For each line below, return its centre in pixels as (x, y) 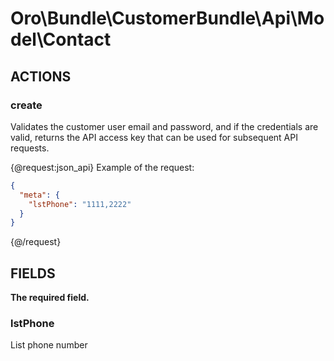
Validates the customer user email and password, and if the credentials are (164, 126)
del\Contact (61, 39)
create (26, 105)
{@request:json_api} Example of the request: (102, 167)
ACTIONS (41, 76)
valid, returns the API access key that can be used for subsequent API (154, 137)
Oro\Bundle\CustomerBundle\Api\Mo (167, 18)
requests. (30, 148)
